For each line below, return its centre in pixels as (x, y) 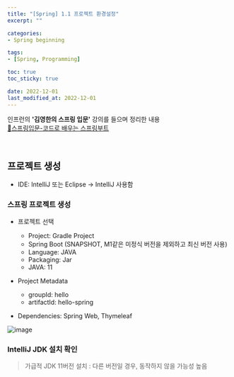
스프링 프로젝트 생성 (39, 205)
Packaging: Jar (50, 259)
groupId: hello (48, 294)
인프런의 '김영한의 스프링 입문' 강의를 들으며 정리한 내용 (84, 119)
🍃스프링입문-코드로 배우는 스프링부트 (58, 128)
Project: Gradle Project (61, 235)
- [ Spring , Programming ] (44, 60)
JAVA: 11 (40, 267)
